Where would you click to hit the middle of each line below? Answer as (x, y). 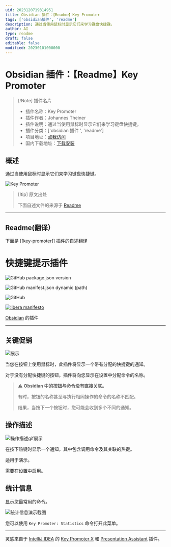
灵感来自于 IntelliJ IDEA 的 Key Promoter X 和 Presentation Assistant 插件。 (84, 539)
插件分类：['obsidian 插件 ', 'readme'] (65, 130)
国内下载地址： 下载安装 (50, 143)
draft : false (19, 39)
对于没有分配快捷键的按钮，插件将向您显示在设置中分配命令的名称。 (77, 375)
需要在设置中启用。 (25, 471)
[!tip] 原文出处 (32, 194)
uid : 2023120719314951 (29, 10)
